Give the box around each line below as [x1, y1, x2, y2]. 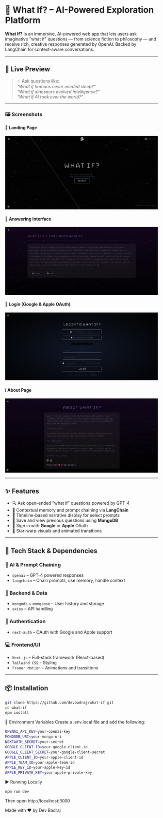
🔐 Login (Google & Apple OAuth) [5, 302, 71, 307]
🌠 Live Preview [5, 65, 50, 74]
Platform [5, 15, 41, 26]
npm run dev [5, 789, 29, 794]
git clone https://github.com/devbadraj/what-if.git [5, 700, 114, 705]
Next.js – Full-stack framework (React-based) [12, 654, 105, 660]
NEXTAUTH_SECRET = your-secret [5, 740, 64, 744]
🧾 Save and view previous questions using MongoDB [12, 517, 118, 523]
